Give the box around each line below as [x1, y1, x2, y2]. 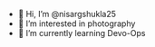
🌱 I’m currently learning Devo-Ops [17, 28, 146, 38]
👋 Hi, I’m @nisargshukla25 [17, 9, 116, 19]
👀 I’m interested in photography [17, 18, 136, 29]
